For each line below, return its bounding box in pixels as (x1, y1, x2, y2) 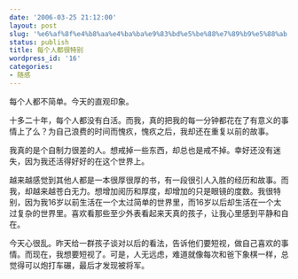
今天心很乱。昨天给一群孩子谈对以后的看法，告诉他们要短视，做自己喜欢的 (9, 237, 281, 248)
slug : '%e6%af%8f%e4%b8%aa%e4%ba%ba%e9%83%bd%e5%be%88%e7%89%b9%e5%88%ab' (9, 29, 292, 38)
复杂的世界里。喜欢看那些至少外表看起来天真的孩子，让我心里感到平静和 (16, 207, 281, 218)
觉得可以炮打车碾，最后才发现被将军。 (9, 260, 149, 270)
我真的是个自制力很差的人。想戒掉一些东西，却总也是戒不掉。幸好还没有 (9, 144, 273, 155)
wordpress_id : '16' (9, 54, 82, 63)
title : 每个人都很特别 (9, 46, 84, 55)
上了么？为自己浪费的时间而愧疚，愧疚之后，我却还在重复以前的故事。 (16, 126, 273, 136)
